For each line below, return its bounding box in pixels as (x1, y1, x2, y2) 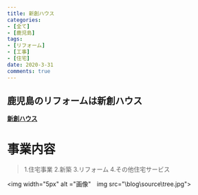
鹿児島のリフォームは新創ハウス (7, 94, 143, 107)
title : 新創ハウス (7, 10, 55, 17)
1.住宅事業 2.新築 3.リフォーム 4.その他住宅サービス (23, 165, 170, 174)
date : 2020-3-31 (7, 61, 54, 68)
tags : (7, 36, 23, 43)
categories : (7, 17, 41, 23)
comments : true (7, 68, 51, 74)
